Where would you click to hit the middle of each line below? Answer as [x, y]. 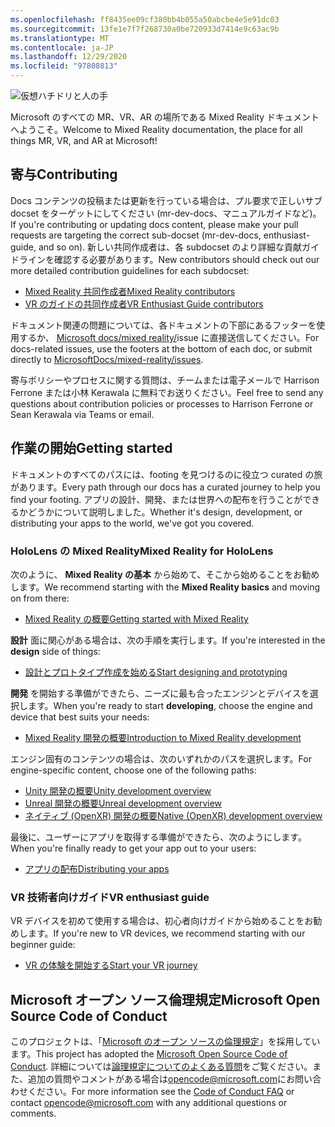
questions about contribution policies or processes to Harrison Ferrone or [162, 403]
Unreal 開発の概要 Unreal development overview [123, 803]
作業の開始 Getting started [91, 448]
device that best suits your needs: [80, 717]
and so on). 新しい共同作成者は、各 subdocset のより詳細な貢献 [170, 247]
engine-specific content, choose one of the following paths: [133, 770]
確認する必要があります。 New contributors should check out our [186, 259]
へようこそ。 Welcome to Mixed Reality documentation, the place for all [156, 129]
